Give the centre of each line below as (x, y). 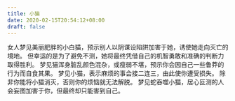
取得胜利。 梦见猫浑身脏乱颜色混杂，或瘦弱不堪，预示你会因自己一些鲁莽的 (116, 65)
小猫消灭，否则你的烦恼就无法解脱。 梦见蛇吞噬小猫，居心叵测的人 (128, 82)
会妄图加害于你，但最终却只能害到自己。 (66, 91)
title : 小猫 (23, 14)
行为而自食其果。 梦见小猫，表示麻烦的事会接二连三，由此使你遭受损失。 (113, 73)
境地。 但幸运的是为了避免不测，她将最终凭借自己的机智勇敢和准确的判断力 (116, 56)
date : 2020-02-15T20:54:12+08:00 (56, 20)
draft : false (26, 26)
